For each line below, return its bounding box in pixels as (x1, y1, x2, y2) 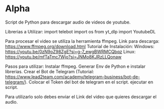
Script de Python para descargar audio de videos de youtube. (5, 19, 131, 25)
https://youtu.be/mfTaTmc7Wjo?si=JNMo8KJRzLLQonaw (5, 54, 122, 59)
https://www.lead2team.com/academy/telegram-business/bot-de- (5, 74, 140, 80)
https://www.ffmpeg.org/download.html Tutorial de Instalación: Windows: (5, 43, 155, 49)
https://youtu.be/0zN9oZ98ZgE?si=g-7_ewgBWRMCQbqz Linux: (5, 49, 136, 54)
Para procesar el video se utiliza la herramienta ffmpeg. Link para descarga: (5, 38, 160, 44)
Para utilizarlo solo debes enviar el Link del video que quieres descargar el (5, 94, 157, 100)
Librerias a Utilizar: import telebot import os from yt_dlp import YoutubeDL (5, 28, 156, 34)
